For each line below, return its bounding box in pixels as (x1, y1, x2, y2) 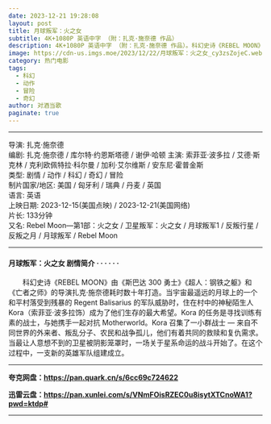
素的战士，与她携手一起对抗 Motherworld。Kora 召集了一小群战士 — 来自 (8, 318, 252, 327)
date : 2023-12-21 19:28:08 (8, 11, 99, 20)
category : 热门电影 (8, 57, 69, 65)
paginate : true (8, 110, 60, 118)
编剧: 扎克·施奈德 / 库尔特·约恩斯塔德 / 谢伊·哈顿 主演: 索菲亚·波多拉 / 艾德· (8, 150, 253, 160)
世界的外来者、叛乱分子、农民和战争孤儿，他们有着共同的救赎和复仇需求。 (15, 328, 263, 338)
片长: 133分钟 (8, 210, 52, 220)
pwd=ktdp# (8, 399, 48, 409)
